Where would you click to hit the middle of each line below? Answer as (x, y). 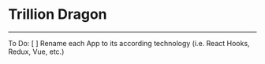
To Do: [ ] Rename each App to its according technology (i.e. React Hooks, (129, 43)
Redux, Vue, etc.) (36, 52)
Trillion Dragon (58, 14)
